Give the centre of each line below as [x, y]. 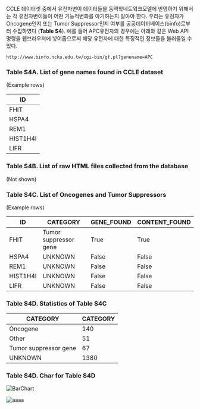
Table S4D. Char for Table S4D [51, 376]
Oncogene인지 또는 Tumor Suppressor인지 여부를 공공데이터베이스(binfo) [94, 23]
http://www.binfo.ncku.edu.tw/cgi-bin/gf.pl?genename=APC [79, 57]
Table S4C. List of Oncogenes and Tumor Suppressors [86, 194]
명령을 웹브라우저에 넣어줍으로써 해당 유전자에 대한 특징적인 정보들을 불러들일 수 [99, 38]
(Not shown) [21, 179]
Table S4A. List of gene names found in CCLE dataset [85, 72]
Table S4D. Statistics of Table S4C [57, 303]
